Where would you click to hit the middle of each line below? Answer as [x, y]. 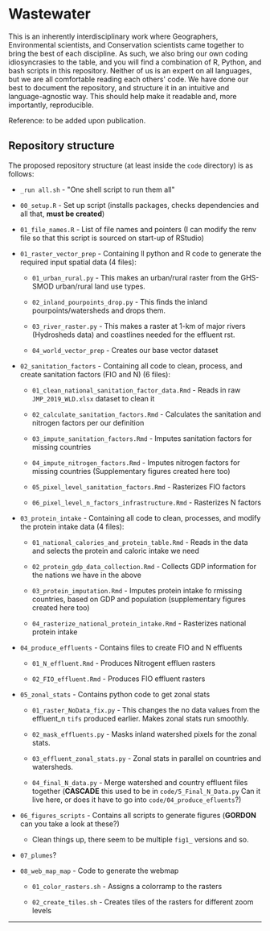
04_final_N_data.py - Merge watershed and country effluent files [140, 782]
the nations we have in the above [87, 575]
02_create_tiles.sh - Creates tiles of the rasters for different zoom [143, 902]
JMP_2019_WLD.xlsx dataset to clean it [93, 398]
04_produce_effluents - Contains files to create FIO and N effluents [131, 647]
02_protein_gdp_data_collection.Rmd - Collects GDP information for [144, 566]
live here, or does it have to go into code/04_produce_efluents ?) [137, 800]
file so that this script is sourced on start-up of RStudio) [112, 238]
